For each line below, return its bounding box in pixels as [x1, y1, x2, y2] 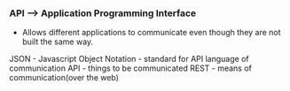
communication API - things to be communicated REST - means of [9, 63, 253, 73]
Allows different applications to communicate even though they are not [21, 27, 281, 38]
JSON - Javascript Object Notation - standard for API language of [9, 54, 250, 64]
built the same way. [21, 36, 94, 47]
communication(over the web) [9, 72, 120, 83]
